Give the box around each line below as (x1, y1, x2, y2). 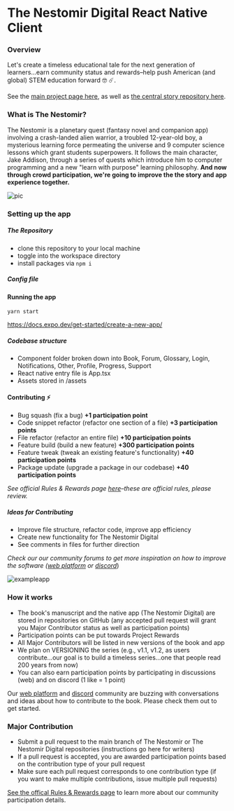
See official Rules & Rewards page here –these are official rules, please (7, 484, 212, 493)
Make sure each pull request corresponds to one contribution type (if (17, 767, 217, 775)
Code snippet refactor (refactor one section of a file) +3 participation (17, 418, 218, 427)
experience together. (7, 177, 70, 186)
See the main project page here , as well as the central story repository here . (7, 93, 226, 101)
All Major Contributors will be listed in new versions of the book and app (17, 638, 225, 646)
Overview (7, 45, 41, 55)
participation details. (7, 796, 66, 804)
